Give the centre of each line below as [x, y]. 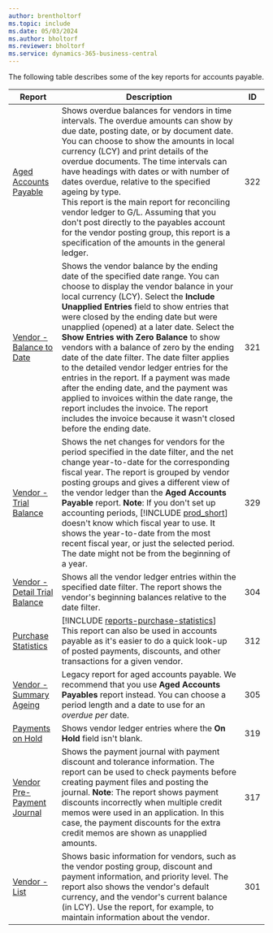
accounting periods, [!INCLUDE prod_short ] [145, 513]
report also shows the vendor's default [135, 887]
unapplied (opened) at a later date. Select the [148, 327]
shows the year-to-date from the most [136, 533]
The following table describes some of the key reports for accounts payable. [136, 77]
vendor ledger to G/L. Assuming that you [139, 212]
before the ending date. [106, 429]
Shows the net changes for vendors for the [143, 442]
